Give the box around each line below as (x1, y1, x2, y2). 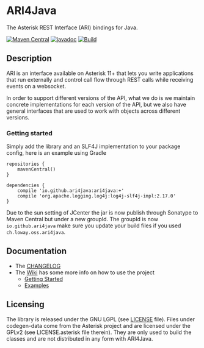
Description (6, 53, 52, 64)
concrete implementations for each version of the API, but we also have (6, 101, 186, 108)
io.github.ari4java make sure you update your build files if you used (6, 222, 181, 229)
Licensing (6, 299, 45, 310)
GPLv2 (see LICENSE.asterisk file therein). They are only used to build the (6, 328, 192, 336)
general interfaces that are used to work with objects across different (6, 107, 181, 115)
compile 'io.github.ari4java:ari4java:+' (17, 188, 124, 194)
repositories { (6, 161, 45, 168)
